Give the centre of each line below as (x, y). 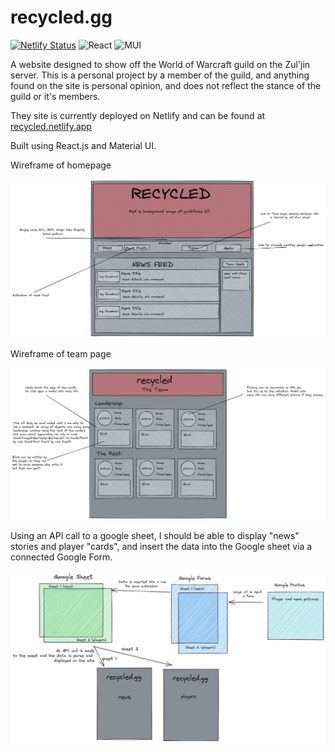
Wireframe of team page (61, 354)
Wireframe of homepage (61, 165)
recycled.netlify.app (51, 126)
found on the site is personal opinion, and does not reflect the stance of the (166, 85)
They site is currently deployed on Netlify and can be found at (138, 115)
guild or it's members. (55, 96)
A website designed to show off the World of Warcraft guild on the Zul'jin (160, 64)
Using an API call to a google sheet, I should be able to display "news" (155, 535)
